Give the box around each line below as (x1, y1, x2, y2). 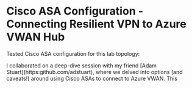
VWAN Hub (6, 30, 65, 44)
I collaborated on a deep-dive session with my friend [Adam (6, 62, 157, 69)
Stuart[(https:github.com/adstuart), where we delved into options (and (6, 68, 183, 75)
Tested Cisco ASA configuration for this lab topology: (6, 50, 140, 57)
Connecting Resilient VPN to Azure (6, 17, 187, 31)
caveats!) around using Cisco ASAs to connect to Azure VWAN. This (6, 75, 178, 82)
